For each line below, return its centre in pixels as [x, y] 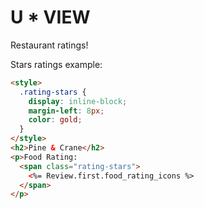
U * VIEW [50, 17]
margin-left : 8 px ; [66, 111]
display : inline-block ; [78, 101]
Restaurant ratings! [49, 45]
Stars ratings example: [56, 64]
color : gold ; [55, 120]
